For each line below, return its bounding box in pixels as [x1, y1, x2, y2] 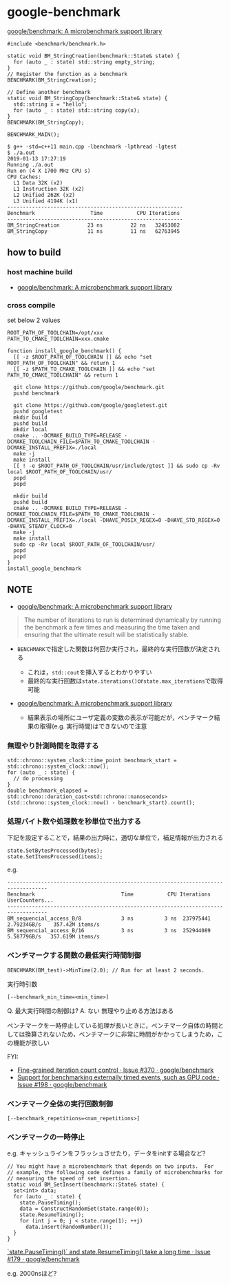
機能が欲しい [12, 1038, 50, 1047]
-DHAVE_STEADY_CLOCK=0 [7, 522, 72, 529]
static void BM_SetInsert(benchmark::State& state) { [7, 1181, 165, 1189]
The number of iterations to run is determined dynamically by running [23, 616, 222, 624]
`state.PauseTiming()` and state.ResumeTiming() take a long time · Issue [7, 1248, 211, 1256]
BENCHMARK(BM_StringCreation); [7, 77, 97, 84]
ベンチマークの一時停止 [7, 1132, 85, 1142]
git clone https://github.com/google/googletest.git [13, 402, 168, 408]
